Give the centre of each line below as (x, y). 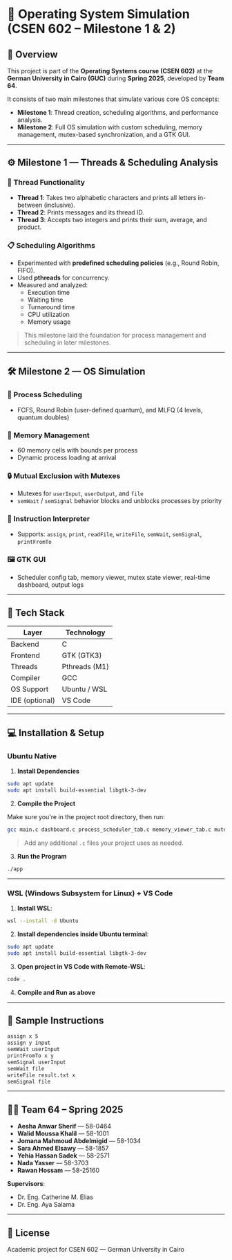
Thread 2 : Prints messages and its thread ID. (81, 212)
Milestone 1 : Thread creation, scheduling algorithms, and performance (118, 112)
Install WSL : (35, 909)
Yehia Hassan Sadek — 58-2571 (64, 1156)
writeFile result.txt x (41, 1075)
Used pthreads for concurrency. (63, 277)
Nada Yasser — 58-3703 (53, 1163)
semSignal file (29, 1081)
